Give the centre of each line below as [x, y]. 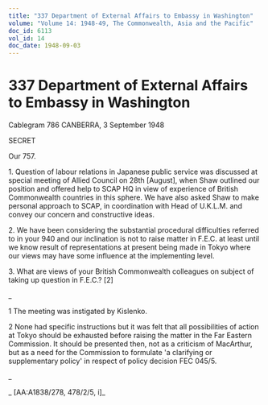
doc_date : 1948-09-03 [45, 46]
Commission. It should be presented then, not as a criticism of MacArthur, [130, 344]
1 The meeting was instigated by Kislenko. [78, 312]
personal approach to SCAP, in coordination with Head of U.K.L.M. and [126, 206]
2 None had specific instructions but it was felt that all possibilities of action [134, 327]
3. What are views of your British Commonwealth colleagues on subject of [131, 271]
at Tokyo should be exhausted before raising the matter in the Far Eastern [130, 336]
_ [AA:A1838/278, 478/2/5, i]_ [57, 392]
